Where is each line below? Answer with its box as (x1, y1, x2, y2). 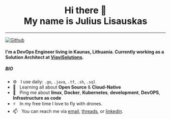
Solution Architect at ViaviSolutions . (5, 54, 84, 60)
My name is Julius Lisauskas (23, 15, 148, 27)
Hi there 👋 (64, 5, 107, 16)
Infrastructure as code (12, 95, 62, 101)
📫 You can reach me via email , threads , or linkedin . (12, 108, 124, 114)
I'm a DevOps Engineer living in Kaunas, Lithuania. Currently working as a (5, 48, 164, 55)
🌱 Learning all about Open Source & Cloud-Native (12, 84, 121, 90)
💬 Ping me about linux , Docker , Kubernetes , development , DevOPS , (12, 89, 160, 96)
